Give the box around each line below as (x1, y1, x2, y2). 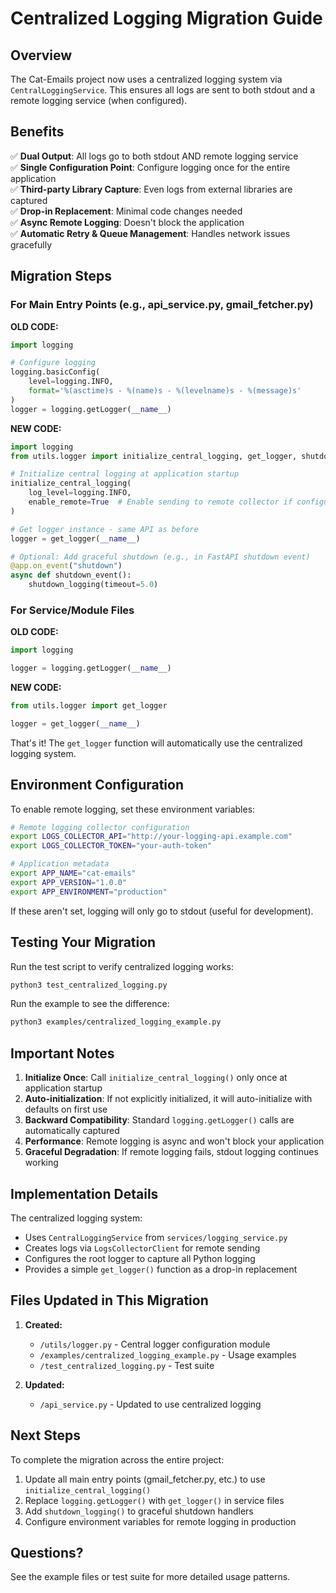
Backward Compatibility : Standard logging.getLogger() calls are (24, 1114, 295, 1126)
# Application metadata (10, 859, 110, 869)
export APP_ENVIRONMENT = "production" (10, 887, 168, 897)
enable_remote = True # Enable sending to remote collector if (28, 497, 293, 507)
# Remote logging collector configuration (10, 822, 190, 832)
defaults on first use (24, 1103, 108, 1116)
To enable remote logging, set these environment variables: (10, 803, 256, 815)
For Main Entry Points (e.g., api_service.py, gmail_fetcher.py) (10, 298, 314, 312)
